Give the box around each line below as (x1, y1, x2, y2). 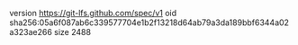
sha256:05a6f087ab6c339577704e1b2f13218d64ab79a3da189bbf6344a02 (9, 17, 290, 28)
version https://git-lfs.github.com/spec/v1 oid (9, 8, 177, 18)
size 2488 (53, 27, 92, 37)
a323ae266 (9, 27, 52, 37)
